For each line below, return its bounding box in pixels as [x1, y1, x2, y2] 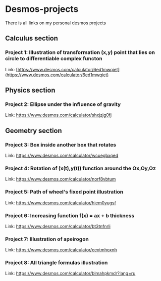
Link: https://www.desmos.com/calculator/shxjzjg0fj [5, 112, 112, 118]
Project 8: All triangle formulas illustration [5, 259, 108, 266]
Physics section [5, 86, 55, 94]
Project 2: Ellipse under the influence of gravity [5, 100, 121, 107]
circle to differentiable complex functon [5, 55, 103, 62]
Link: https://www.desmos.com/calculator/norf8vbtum [5, 176, 116, 182]
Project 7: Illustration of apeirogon [5, 235, 89, 242]
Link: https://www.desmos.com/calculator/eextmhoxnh [5, 247, 117, 253]
